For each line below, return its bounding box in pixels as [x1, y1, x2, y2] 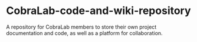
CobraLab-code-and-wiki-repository [6, 4, 191, 17]
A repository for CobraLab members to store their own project [6, 23, 157, 30]
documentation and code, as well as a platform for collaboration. [6, 29, 163, 36]
